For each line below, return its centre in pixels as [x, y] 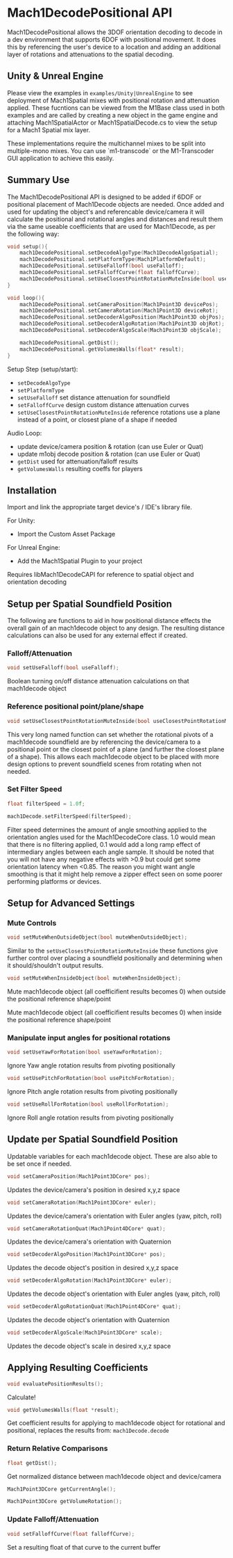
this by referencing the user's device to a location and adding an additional [114, 47]
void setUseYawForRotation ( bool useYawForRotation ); [85, 1052]
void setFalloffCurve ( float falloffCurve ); [71, 1534]
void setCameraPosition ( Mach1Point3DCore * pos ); [79, 1176]
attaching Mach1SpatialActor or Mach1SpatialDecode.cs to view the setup [112, 122]
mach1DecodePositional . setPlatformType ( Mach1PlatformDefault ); [113, 260]
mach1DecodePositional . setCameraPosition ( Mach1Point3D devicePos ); [119, 304]
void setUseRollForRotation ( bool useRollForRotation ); [88, 1104]
